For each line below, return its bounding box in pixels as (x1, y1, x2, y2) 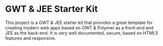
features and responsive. (5, 35, 56, 41)
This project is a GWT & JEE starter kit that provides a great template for (5, 20, 153, 25)
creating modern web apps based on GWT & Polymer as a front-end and (5, 24, 154, 30)
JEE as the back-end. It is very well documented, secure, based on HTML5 (5, 30, 158, 36)
